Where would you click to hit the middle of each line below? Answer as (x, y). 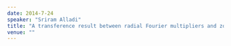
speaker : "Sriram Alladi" (44, 20)
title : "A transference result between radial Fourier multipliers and (112, 26)
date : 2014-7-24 (30, 13)
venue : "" (21, 32)
